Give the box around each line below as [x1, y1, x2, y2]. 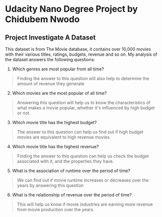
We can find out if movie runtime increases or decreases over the [17, 177, 149, 183]
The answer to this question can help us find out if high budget [17, 129, 144, 135]
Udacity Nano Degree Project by [5, 3, 138, 15]
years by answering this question [17, 182, 84, 188]
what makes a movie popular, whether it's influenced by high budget [17, 105, 155, 110]
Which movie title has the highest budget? [12, 120, 97, 125]
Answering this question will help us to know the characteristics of [17, 100, 151, 106]
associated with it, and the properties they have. [17, 158, 114, 164]
